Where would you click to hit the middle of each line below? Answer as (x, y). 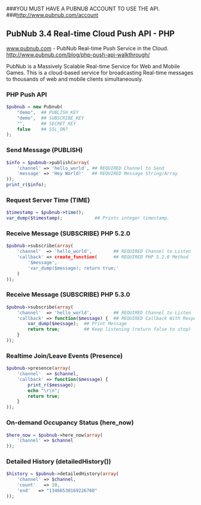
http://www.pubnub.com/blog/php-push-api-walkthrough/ (78, 55)
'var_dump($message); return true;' (73, 268)
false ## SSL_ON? (42, 129)
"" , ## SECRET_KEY (47, 123)
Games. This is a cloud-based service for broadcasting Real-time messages (100, 72)
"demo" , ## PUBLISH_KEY (48, 112)
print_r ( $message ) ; (52, 385)
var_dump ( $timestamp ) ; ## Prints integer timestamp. (88, 218)
